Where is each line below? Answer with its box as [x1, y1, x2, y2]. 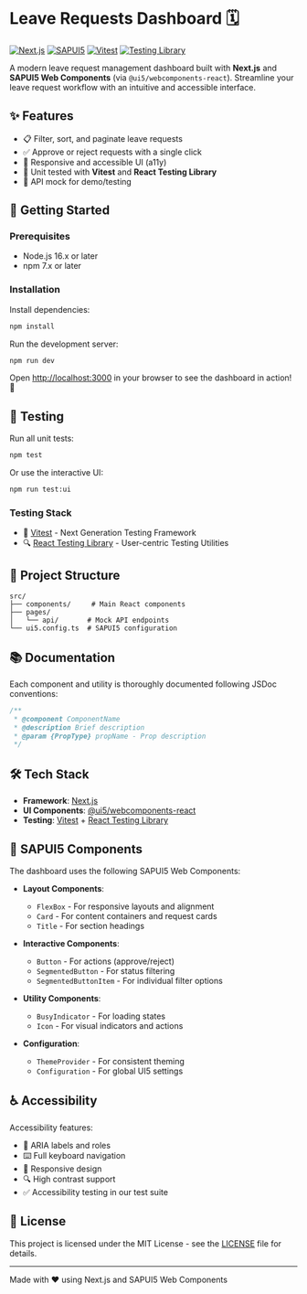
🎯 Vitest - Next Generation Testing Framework [22, 528, 196, 539]
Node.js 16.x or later [22, 251, 99, 262]
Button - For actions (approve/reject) [36, 956, 175, 967]
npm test [9, 451, 43, 460]
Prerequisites [9, 230, 70, 243]
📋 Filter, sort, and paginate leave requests [22, 133, 183, 144]
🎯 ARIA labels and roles [22, 1139, 111, 1150]
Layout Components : [22, 882, 105, 893]
